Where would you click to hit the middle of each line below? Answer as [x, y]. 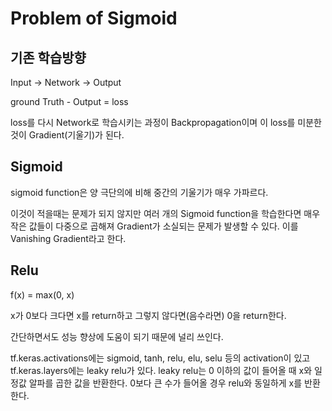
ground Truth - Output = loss [69, 101]
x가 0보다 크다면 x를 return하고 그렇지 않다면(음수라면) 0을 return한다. [148, 315]
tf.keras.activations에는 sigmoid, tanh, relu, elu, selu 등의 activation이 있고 [160, 358]
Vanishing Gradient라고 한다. [68, 238]
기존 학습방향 [48, 57]
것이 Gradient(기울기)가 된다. [67, 135]
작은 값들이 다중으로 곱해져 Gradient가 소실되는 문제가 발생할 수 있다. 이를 [154, 226]
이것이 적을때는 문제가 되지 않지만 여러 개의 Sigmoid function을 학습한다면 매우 [165, 213]
